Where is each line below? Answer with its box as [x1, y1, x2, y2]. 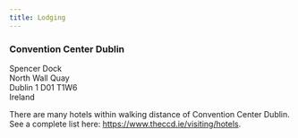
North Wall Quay [9, 73, 70, 83]
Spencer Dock [9, 63, 63, 73]
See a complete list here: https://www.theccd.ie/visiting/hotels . [9, 118, 242, 129]
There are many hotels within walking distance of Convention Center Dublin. [9, 108, 291, 119]
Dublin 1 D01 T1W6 [9, 82, 78, 92]
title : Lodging [9, 13, 66, 22]
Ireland [9, 91, 36, 102]
